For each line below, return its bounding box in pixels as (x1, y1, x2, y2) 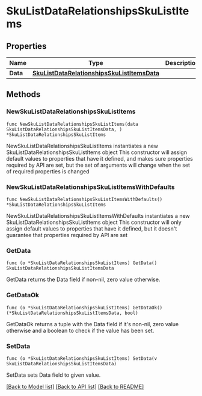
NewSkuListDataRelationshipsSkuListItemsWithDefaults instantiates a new (6, 212, 191, 219)
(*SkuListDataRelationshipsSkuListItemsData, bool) (6, 310, 138, 316)
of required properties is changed (6, 167, 90, 175)
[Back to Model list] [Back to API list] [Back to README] (6, 383, 144, 390)
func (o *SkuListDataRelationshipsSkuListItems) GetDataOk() (6, 305, 163, 311)
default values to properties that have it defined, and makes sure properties (6, 155, 194, 162)
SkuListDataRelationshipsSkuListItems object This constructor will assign (6, 149, 188, 156)
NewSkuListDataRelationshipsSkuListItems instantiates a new (6, 142, 158, 149)
